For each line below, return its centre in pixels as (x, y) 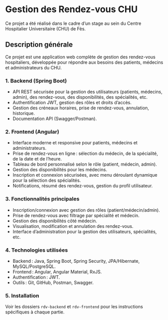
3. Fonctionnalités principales (42, 199)
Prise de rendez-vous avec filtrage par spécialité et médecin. (76, 215)
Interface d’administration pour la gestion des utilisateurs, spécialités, (85, 231)
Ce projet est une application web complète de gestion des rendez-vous (80, 57)
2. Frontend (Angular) (32, 132)
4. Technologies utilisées (37, 250)
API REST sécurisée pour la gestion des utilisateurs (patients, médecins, (87, 92)
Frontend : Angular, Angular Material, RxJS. (57, 271)
